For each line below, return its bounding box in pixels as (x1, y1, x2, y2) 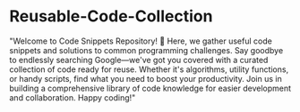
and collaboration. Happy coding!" (9, 92, 136, 103)
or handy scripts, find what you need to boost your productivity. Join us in (9, 73, 282, 84)
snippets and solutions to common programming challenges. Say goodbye (9, 44, 284, 55)
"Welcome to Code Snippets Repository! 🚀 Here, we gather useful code (9, 36, 273, 46)
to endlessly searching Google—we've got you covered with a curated (9, 54, 269, 65)
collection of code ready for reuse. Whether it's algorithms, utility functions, (9, 64, 289, 75)
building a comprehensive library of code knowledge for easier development (9, 83, 292, 93)
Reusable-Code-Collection (9, 6, 213, 27)
